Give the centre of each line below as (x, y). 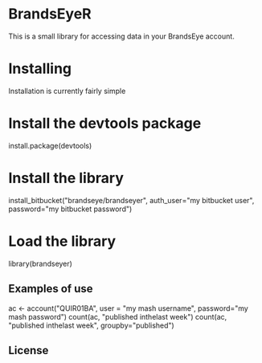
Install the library (66, 178)
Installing (40, 69)
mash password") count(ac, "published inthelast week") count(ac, (118, 316)
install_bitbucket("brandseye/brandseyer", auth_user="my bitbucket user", (131, 200)
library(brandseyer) (40, 263)
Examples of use (51, 289)
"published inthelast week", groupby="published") (91, 325)
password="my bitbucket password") (70, 209)
